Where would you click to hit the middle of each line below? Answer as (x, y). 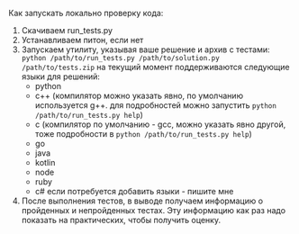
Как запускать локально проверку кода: (86, 13)
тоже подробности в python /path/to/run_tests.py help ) (144, 134)
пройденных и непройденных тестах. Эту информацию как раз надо (153, 210)
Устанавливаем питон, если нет (82, 40)
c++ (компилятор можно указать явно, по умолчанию (139, 95)
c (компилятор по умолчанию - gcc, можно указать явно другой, (160, 124)
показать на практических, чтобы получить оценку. (121, 220)
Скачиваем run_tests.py (67, 30)
